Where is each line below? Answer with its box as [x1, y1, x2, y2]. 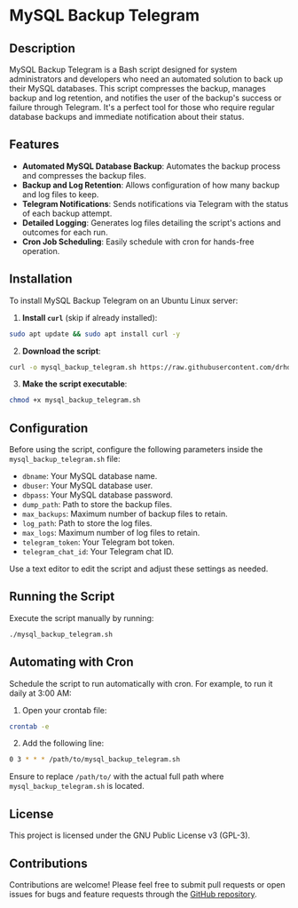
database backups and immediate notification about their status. [9, 112, 245, 122]
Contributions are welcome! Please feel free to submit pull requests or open [9, 879, 286, 889]
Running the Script [9, 589, 115, 604]
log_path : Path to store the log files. [21, 518, 153, 529]
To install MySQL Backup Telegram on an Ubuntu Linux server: [9, 295, 239, 306]
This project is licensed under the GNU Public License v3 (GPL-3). [9, 830, 251, 840]
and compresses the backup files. [21, 170, 146, 180]
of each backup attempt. [21, 208, 113, 219]
